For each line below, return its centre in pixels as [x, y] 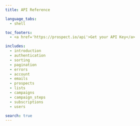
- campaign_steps [28, 97]
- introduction [25, 51]
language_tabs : [21, 19]
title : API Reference [28, 10]
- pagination [23, 65]
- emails [19, 79]
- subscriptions [26, 102]
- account [20, 74]
